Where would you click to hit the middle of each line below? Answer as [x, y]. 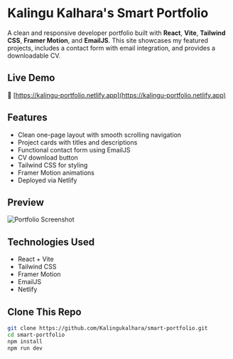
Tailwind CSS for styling [53, 165]
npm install [25, 341]
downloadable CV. [34, 56]
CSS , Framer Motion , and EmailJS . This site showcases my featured [108, 40]
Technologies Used [51, 242]
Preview [26, 202]
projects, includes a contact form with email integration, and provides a [111, 48]
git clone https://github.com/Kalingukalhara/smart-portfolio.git [108, 328]
